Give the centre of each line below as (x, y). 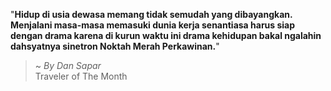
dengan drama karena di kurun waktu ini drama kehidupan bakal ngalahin (166, 35)
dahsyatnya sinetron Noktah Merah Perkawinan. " (115, 46)
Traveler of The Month (81, 76)
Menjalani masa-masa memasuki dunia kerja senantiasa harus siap (153, 25)
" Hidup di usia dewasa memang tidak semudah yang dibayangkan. (151, 14)
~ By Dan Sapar (68, 65)
